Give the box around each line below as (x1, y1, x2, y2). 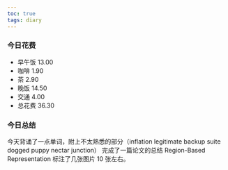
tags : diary (7, 17, 42, 24)
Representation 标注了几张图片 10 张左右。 (7, 155, 130, 163)
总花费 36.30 (17, 101, 54, 110)
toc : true (7, 10, 36, 17)
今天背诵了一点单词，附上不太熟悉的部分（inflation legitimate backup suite (7, 137, 221, 146)
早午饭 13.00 (17, 58, 54, 66)
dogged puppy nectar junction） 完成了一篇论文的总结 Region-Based (7, 146, 206, 155)
